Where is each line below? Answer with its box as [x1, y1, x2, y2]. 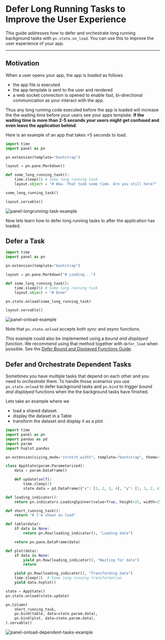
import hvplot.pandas [5, 446, 50, 451]
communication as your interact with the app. [12, 97, 104, 103]
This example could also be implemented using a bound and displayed [5, 335, 148, 341]
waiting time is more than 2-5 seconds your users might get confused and [5, 117, 160, 123]
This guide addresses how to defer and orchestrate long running [5, 30, 136, 36]
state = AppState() [5, 589, 46, 593]
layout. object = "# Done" [14, 290, 68, 295]
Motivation [5, 59, 40, 68]
